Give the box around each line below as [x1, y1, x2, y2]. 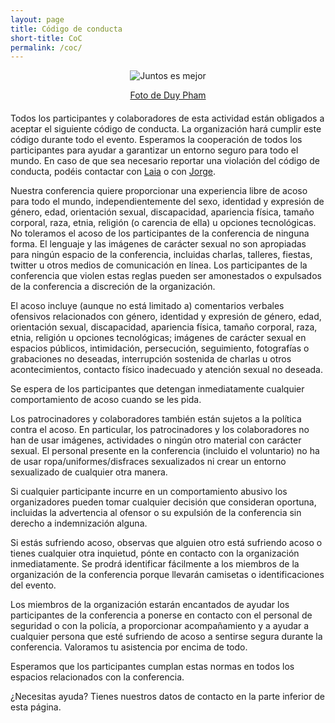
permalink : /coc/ [10, 42, 83, 53]
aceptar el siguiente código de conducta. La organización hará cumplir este [10, 123, 322, 135]
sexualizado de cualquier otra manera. [10, 466, 168, 478]
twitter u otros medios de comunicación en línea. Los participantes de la [10, 259, 308, 271]
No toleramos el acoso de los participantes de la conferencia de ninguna [10, 227, 310, 240]
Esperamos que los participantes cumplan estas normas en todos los [10, 661, 295, 673]
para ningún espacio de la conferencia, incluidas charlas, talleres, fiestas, [10, 249, 313, 261]
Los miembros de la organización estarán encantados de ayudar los [10, 599, 290, 611]
